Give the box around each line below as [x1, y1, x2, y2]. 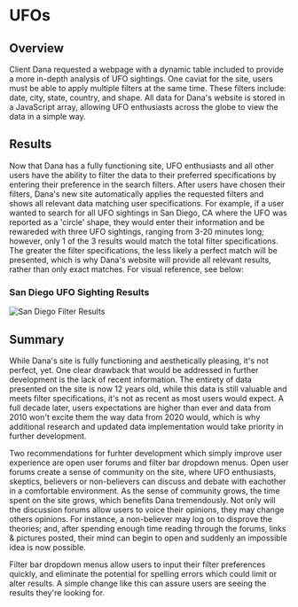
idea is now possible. [9, 541, 86, 552]
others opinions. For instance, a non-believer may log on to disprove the [9, 513, 273, 524]
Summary [9, 331, 65, 346]
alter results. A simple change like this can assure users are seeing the [9, 578, 267, 588]
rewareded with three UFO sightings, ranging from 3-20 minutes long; [9, 226, 264, 237]
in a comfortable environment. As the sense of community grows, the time [9, 485, 280, 496]
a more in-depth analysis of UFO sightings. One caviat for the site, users [9, 74, 273, 84]
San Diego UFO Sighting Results [9, 285, 150, 298]
